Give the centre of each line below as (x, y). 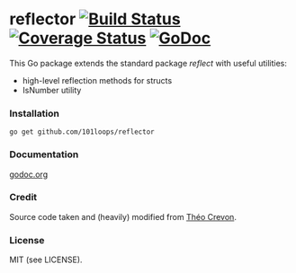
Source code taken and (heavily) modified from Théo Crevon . (123, 216)
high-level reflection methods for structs (97, 80)
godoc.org (28, 174)
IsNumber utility (52, 90)
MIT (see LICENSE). (46, 260)
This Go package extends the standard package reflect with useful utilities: (148, 63)
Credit (23, 198)
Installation (35, 113)
